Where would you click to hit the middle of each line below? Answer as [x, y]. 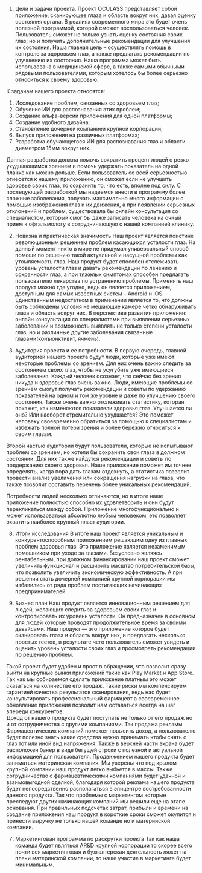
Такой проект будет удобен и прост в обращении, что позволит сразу [96, 666]
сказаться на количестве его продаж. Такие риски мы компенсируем [96, 686]
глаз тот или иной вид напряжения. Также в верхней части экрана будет [100, 743]
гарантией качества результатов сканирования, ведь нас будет [88, 692]
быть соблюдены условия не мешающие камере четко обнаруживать [106, 306]
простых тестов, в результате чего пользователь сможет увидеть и [102, 642]
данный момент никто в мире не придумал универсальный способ [102, 249]
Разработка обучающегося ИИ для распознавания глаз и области [100, 141]
